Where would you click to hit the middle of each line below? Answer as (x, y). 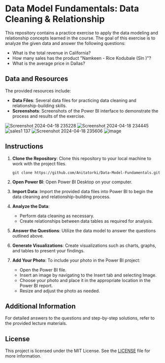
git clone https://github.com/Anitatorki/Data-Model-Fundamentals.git (86, 173)
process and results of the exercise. (49, 116)
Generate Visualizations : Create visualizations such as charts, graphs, (84, 245)
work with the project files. (39, 163)
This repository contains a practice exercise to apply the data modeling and (82, 33)
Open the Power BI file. (43, 270)
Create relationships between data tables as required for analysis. (86, 221)
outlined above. (28, 236)
